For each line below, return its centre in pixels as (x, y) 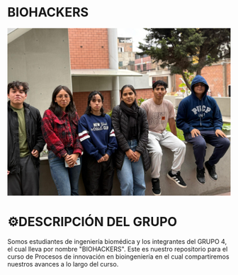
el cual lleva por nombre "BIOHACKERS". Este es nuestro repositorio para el (118, 249)
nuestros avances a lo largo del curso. (63, 264)
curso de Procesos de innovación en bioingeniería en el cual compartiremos (118, 257)
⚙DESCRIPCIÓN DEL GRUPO (92, 222)
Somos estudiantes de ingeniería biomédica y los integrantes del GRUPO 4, (117, 241)
